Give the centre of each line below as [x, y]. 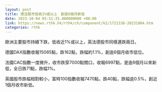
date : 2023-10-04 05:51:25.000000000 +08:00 [51, 18]
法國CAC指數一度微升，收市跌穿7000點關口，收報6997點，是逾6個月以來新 [81, 62]
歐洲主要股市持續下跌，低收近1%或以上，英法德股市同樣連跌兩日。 [72, 42]
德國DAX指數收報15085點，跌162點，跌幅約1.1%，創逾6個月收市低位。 [76, 52]
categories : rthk [23, 28]
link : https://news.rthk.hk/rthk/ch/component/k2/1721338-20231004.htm [79, 23]
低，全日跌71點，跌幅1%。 [32, 69]
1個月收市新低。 [21, 85]
